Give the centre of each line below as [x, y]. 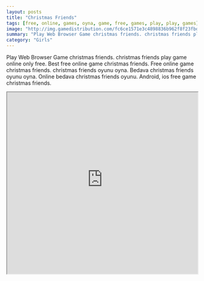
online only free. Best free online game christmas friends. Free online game [100, 64]
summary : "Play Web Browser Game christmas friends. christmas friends [98, 35]
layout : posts [24, 12]
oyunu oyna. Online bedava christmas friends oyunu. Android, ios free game [101, 77]
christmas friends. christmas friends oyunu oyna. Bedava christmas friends [100, 70]
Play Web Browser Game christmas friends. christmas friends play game [97, 57]
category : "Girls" [29, 40]
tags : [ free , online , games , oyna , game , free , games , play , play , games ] [103, 23]
